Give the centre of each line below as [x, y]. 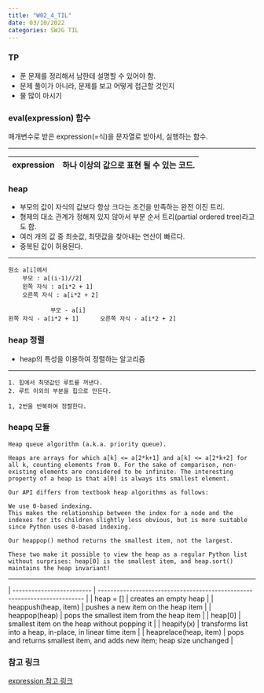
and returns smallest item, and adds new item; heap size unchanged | [121, 640]
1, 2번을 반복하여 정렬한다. [48, 406]
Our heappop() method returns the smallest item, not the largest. [121, 540]
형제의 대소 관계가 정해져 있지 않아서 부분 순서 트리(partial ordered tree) [130, 217]
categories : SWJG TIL [44, 30]
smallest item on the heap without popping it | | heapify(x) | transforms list [128, 624]
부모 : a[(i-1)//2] [52, 279]
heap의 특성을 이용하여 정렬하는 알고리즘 [82, 358]
